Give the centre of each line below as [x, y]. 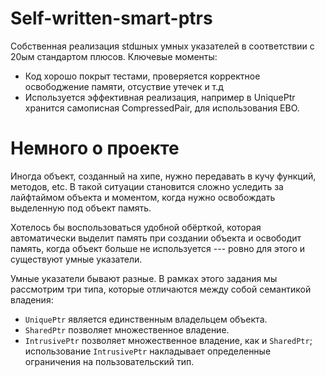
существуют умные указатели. [76, 259]
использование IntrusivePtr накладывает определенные [148, 351]
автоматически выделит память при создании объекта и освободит [156, 238]
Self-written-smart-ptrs [111, 18]
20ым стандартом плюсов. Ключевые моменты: [114, 56]
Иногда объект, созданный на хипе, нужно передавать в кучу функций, [163, 176]
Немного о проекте [95, 148]
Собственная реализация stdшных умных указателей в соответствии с [162, 46]
